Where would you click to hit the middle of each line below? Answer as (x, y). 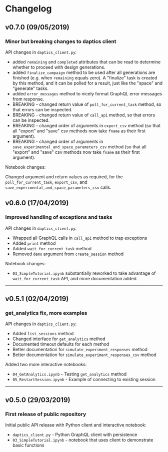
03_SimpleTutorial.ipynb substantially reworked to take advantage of (84, 273)
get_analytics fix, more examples (46, 313)
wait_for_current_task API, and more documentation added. (75, 278)
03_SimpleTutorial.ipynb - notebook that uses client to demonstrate (83, 440)
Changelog (28, 9)
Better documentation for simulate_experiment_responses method (80, 350)
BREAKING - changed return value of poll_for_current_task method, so (87, 104)
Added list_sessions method (43, 334)
